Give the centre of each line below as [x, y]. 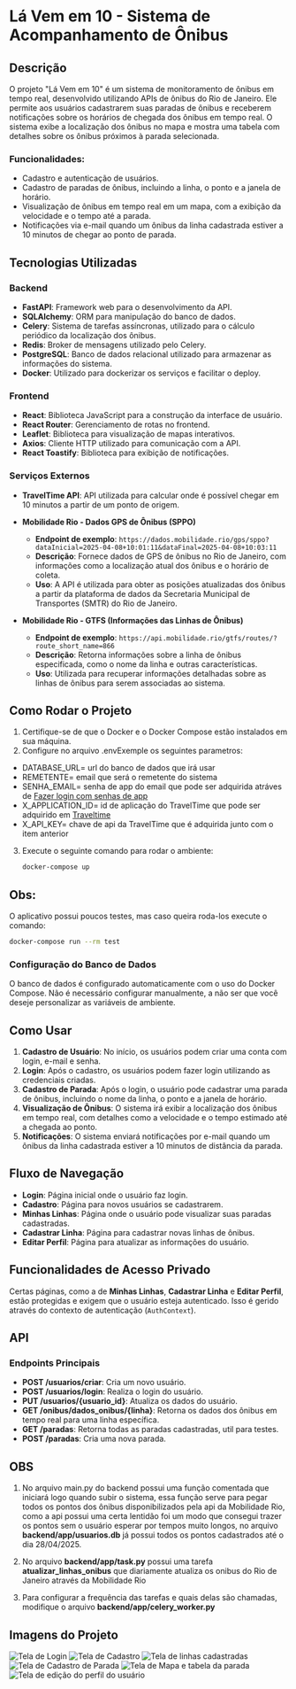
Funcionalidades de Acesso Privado [110, 1270]
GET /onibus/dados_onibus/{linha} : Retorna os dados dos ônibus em [149, 1411]
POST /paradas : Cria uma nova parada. [94, 1439]
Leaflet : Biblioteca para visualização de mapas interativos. [129, 434]
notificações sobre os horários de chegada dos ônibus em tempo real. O [141, 117]
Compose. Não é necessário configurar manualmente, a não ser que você [144, 993]
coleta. [48, 575]
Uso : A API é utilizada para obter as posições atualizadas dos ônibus [160, 584]
